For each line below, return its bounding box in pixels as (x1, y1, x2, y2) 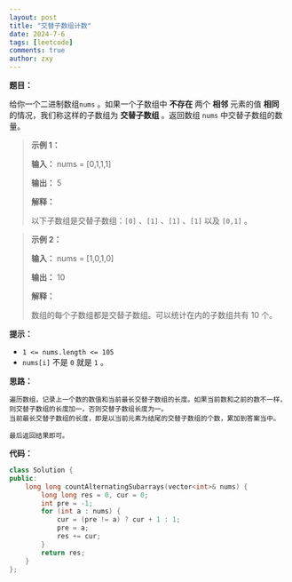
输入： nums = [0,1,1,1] (30, 159, 112, 169)
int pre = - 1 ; (41, 498, 93, 507)
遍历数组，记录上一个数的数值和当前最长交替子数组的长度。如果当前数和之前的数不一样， (9, 395, 287, 404)
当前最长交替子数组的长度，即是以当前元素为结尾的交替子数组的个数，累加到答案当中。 (9, 414, 280, 423)
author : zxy (9, 54, 53, 63)
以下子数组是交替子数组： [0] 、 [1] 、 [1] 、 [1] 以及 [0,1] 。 (30, 215, 253, 226)
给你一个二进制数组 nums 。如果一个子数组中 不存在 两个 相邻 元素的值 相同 (9, 99, 280, 109)
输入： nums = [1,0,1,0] (30, 253, 114, 263)
